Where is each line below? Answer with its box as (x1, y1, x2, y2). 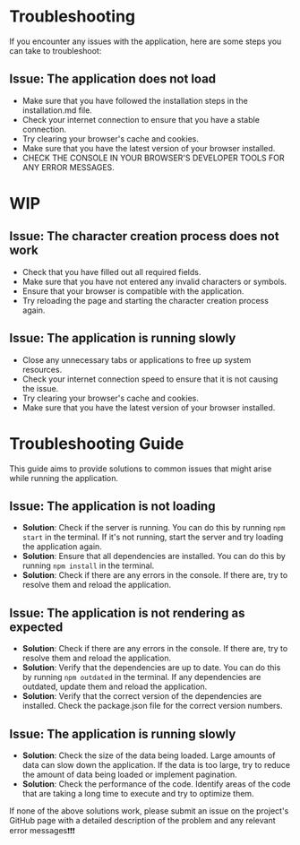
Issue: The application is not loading (9, 498, 216, 513)
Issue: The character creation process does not (9, 228, 279, 244)
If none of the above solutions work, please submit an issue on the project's (9, 805, 289, 816)
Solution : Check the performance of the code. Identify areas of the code (21, 778, 291, 789)
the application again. (21, 541, 103, 552)
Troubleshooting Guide (9, 433, 184, 453)
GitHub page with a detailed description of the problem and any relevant (9, 815, 276, 825)
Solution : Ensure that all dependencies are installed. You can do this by (21, 551, 287, 562)
